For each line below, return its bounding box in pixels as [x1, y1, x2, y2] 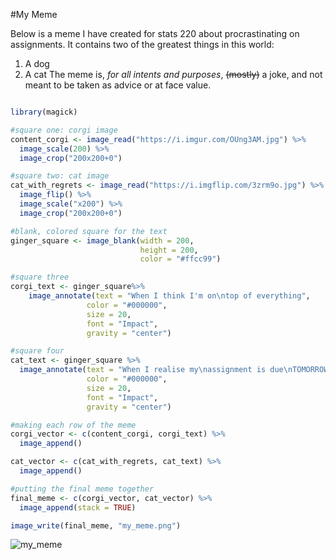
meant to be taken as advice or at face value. [24, 79, 212, 91]
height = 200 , [139, 245, 199, 255]
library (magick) [10, 107, 78, 117]
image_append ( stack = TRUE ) [19, 502, 137, 513]
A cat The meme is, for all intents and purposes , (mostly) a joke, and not [24, 69, 323, 80]
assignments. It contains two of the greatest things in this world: [10, 39, 275, 50]
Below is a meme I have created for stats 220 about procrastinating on [10, 28, 300, 39]
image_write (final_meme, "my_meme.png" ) [10, 520, 182, 531]
